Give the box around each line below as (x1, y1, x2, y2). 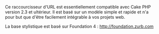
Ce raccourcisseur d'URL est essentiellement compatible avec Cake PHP (5, 4, 151, 10)
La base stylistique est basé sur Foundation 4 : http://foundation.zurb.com (5, 23, 154, 29)
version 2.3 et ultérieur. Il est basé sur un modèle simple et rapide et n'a (5, 9, 149, 15)
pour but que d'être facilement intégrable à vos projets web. (5, 14, 125, 20)
